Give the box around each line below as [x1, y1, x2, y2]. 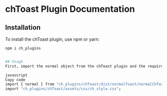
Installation [5, 23, 41, 32]
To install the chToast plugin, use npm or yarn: [5, 36, 100, 42]
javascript [5, 73, 28, 78]
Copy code [5, 77, 26, 82]
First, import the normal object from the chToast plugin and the [5, 63, 146, 69]
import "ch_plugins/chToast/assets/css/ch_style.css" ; [5, 87, 121, 92]
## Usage [5, 59, 23, 64]
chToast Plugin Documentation [5, 3, 135, 15]
